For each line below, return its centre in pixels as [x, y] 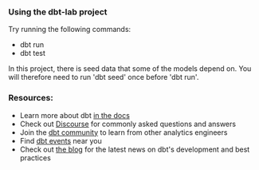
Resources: [31, 98]
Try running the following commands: [70, 30]
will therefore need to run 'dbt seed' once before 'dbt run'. [104, 77]
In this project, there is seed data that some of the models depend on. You [130, 69]
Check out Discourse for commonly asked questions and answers [128, 124]
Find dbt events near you [61, 140]
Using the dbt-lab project [58, 12]
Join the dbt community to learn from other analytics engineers [124, 132]
